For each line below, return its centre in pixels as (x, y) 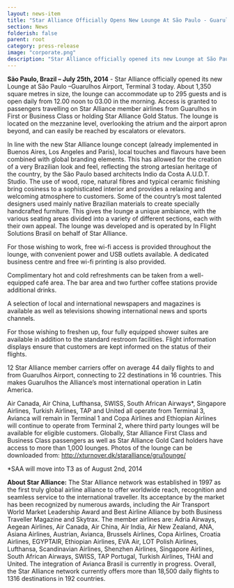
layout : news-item (34, 14)
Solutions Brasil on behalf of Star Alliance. (67, 233)
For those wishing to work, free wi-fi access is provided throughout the (109, 247)
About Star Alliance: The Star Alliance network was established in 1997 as (114, 482)
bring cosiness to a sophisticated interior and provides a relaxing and (106, 188)
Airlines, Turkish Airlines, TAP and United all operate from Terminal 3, (106, 410)
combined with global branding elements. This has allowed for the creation (114, 159)
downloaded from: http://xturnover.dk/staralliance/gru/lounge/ (96, 455)
